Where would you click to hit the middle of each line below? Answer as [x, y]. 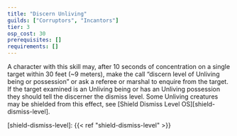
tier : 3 [19, 27]
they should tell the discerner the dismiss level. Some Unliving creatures [113, 97]
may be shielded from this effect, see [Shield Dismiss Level [94, 104]
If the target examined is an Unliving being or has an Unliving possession [114, 89]
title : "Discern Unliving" [47, 14]
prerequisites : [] [34, 40]
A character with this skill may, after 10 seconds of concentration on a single [119, 67]
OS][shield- [198, 104]
